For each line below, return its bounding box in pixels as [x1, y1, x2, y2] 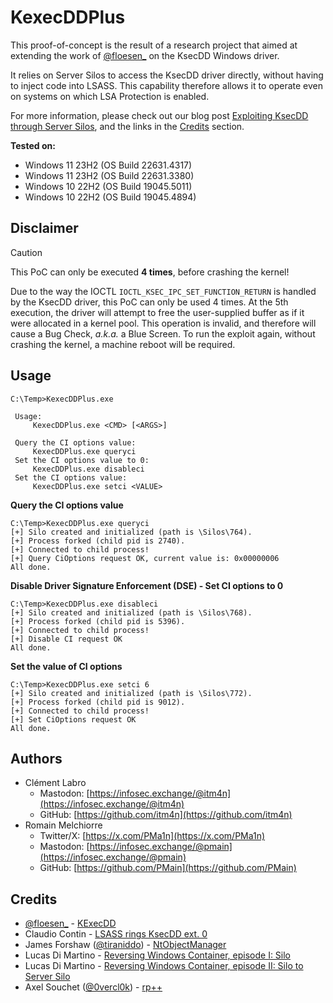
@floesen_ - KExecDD [24, 917, 117, 930]
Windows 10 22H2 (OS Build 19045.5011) [24, 180, 193, 192]
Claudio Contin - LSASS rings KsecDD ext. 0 [24, 928, 208, 940]
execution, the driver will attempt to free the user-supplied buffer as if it [10, 306, 305, 318]
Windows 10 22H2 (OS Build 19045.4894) [24, 191, 197, 203]
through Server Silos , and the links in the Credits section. [10, 120, 245, 132]
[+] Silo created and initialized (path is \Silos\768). [10, 607, 253, 618]
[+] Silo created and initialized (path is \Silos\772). [10, 688, 253, 698]
